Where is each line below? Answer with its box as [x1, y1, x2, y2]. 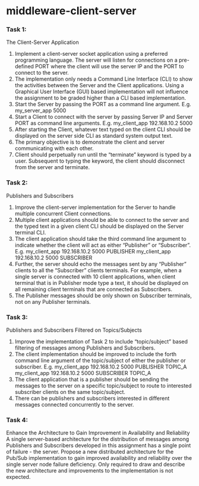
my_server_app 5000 [14, 107, 67, 114]
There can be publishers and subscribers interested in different [14, 395, 170, 402]
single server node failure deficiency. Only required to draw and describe [6, 461, 185, 468]
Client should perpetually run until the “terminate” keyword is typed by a [14, 151, 192, 158]
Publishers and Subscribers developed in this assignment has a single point [6, 442, 191, 449]
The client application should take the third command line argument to [14, 235, 187, 242]
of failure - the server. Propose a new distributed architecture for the [6, 448, 174, 455]
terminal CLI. [14, 228, 46, 236]
